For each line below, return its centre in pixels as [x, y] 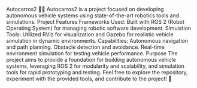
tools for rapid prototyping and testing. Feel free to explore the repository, [97, 72]
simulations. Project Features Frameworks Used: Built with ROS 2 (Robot [95, 22]
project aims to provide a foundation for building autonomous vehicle [91, 60]
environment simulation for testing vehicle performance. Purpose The [92, 53]
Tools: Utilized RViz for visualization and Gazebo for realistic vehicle [90, 34]
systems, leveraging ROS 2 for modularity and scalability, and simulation [95, 66]
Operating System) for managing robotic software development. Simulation [99, 28]
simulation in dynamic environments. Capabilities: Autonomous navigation [97, 41]
